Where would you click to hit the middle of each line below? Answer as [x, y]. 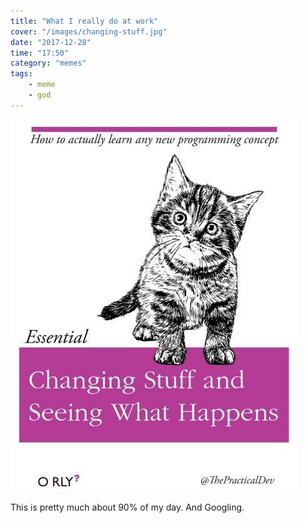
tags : [21, 74]
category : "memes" [48, 63]
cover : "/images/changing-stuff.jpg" [89, 31]
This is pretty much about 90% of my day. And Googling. [127, 507]
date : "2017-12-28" [51, 42]
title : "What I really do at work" [84, 21]
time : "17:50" [40, 53]
